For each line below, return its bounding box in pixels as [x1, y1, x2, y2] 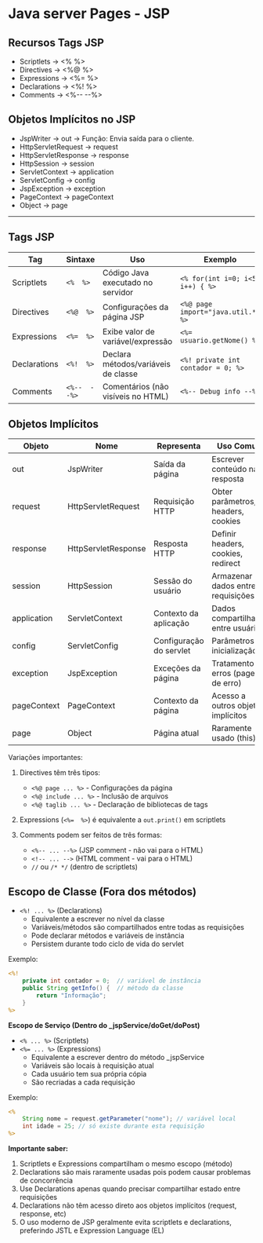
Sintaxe [66, 254, 95, 265]
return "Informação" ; [36, 991, 107, 1000]
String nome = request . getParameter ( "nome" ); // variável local [22, 1115, 236, 1123]
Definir [211, 528, 237, 539]
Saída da [153, 459, 186, 470]
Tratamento [211, 658, 254, 669]
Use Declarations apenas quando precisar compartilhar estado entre [19, 1184, 241, 1194]
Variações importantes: [8, 753, 84, 762]
